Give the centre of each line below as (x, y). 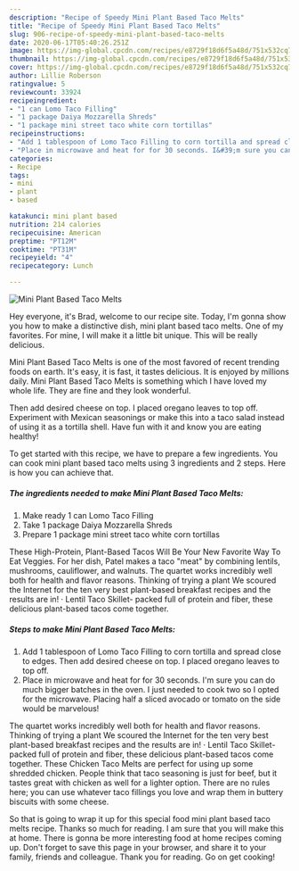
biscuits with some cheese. (59, 801)
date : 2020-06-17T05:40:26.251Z (69, 42)
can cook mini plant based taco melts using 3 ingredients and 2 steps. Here (148, 463)
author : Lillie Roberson (55, 76)
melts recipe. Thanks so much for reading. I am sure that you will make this (147, 828)
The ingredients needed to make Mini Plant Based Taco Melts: (126, 493)
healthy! (24, 436)
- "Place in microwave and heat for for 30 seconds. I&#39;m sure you (143, 150)
